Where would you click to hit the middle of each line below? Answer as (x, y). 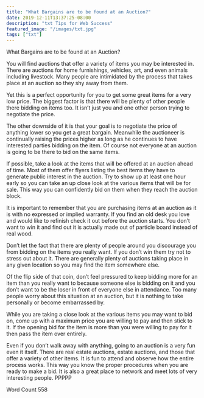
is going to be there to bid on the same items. (63, 152)
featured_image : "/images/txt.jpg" (51, 29)
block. (14, 196)
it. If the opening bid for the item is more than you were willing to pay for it (99, 327)
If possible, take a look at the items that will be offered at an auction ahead (100, 164)
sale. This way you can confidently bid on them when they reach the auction (102, 190)
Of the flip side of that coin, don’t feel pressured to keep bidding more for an (102, 277)
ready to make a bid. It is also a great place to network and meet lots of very (102, 371)
